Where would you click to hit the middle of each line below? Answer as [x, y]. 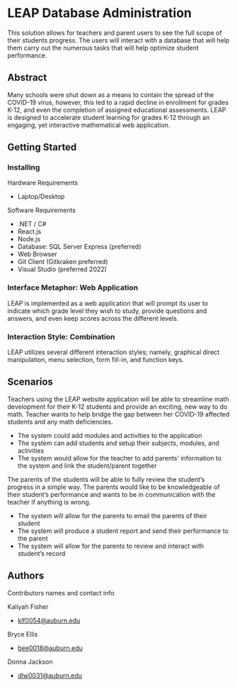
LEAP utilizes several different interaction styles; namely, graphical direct [114, 352]
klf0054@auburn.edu [49, 620]
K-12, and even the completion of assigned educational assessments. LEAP [117, 110]
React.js [29, 231]
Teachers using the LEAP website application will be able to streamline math [118, 399]
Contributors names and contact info [61, 593]
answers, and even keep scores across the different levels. [93, 318]
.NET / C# [32, 224]
